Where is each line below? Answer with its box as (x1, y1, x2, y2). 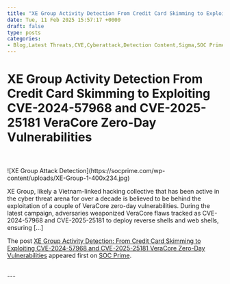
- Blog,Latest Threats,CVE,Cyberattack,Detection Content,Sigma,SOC (7, 42, 207, 49)
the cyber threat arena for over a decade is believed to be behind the (7, 194, 201, 203)
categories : (7, 36, 41, 42)
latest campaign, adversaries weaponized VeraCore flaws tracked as (7, 209, 201, 217)
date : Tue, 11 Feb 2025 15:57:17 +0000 (7, 16, 121, 23)
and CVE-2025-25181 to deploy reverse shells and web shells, (44, 216, 219, 224)
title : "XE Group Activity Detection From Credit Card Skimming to (7, 10, 204, 17)
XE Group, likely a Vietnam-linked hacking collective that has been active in (7, 187, 220, 195)
